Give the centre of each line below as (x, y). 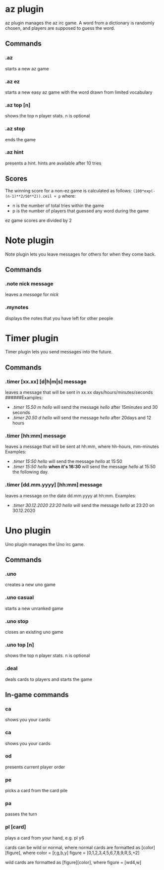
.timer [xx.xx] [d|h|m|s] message (46, 381)
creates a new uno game (30, 585)
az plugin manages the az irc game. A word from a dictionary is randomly (80, 23)
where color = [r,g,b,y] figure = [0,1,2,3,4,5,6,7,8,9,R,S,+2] (81, 853)
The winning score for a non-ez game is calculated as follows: (69, 190)
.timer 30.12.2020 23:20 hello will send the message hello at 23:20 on (83, 505)
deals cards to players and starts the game (49, 679)
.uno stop (17, 621)
